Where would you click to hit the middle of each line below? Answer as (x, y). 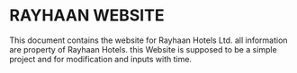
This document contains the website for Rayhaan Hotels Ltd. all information (148, 40)
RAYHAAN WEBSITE (87, 16)
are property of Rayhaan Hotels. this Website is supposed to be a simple (143, 49)
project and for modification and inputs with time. (100, 59)
